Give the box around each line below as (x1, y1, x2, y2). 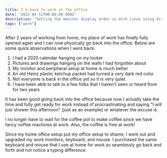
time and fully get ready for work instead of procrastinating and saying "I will (5, 101, 162, 107)
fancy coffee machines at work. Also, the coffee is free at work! (5, 122, 135, 128)
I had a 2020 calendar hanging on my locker (12, 55, 103, 61)
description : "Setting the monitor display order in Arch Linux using (5, 16, 155, 21)
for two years (12, 86, 40, 92)
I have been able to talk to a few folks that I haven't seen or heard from (12, 81, 158, 87)
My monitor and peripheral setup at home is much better (12, 66, 128, 72)
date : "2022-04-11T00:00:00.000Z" (5, 12, 77, 17)
